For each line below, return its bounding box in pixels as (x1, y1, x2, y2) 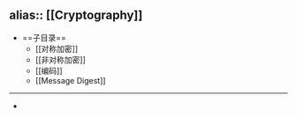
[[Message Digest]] (34, 75, 106, 85)
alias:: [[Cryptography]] (9, 8, 143, 23)
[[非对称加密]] (34, 54, 87, 65)
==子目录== (21, 32, 66, 43)
